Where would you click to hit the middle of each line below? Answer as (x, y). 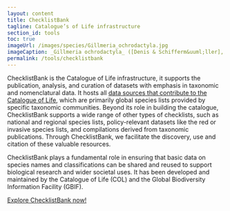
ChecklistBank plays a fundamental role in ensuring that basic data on (106, 157)
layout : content (30, 13)
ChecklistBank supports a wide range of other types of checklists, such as (113, 114)
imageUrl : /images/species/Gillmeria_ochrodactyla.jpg (88, 46)
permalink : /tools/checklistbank (55, 59)
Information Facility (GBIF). (45, 186)
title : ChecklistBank (38, 20)
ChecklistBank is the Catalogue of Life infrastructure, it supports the (104, 78)
